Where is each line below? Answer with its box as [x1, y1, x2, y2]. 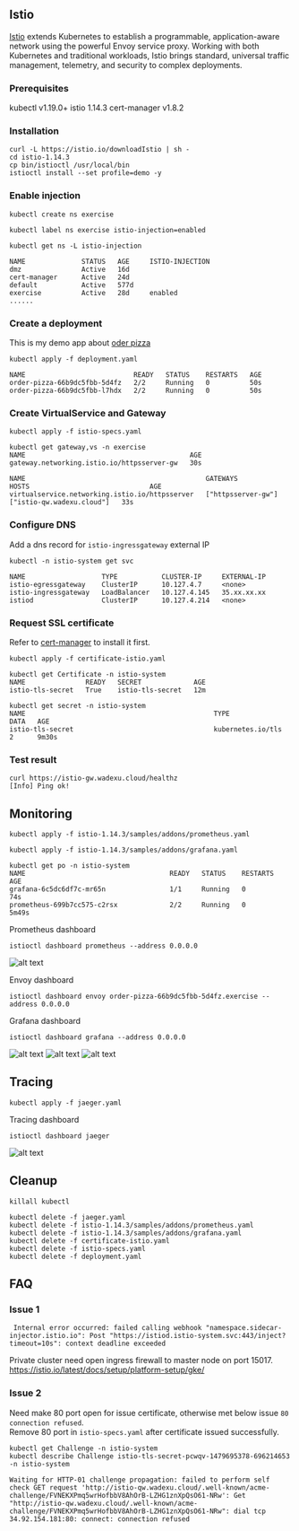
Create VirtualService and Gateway [9, 407, 167, 419]
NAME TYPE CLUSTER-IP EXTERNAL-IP [9, 572, 267, 582]
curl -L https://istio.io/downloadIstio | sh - [9, 145, 191, 154]
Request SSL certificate [9, 617, 115, 629]
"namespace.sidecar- [205, 1324, 282, 1333]
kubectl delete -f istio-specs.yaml [9, 1244, 146, 1253]
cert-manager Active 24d [9, 273, 130, 282]
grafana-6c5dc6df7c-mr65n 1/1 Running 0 [9, 885, 246, 894]
